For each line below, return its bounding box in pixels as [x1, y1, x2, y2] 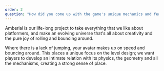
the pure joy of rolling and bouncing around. [5, 35, 94, 41]
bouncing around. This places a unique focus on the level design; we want [5, 50, 155, 56]
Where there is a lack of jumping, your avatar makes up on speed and [5, 45, 145, 51]
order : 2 [5, 7, 23, 12]
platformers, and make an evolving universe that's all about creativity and [5, 30, 153, 36]
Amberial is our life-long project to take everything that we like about [5, 25, 143, 31]
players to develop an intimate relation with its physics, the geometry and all [5, 55, 158, 61]
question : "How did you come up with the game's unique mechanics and [5, 12, 152, 17]
